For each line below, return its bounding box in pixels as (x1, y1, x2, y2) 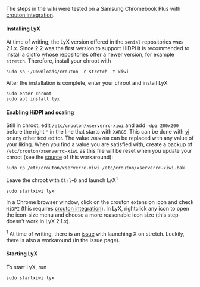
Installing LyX (6, 25, 40, 32)
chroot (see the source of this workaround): (6, 153, 113, 161)
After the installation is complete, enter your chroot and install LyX (6, 79, 168, 87)
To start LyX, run (6, 263, 47, 270)
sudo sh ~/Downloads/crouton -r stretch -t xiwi (6, 69, 129, 75)
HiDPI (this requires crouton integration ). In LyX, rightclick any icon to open (6, 205, 189, 212)
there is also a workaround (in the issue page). (6, 236, 120, 243)
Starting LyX (6, 250, 37, 257)
